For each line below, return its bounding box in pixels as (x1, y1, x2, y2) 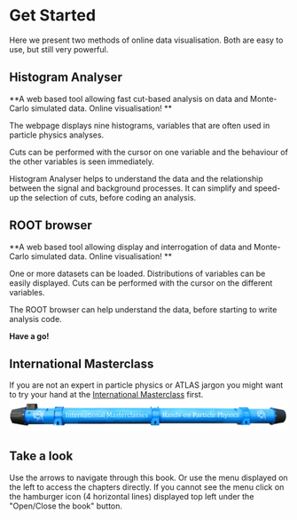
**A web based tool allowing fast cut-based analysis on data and (9, 93, 248, 104)
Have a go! (9, 330, 50, 342)
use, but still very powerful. (9, 43, 109, 54)
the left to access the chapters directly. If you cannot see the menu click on (9, 481, 285, 492)
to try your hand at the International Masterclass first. (9, 390, 204, 400)
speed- (254, 183, 281, 193)
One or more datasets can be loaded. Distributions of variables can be (9, 268, 266, 279)
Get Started (9, 5, 96, 26)
